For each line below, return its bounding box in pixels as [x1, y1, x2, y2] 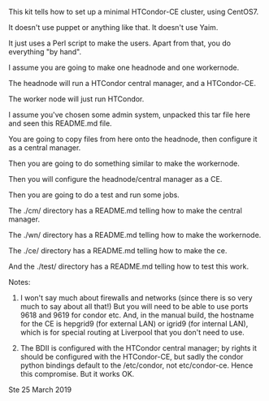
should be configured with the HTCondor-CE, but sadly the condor [20, 352, 244, 361]
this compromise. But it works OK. [20, 369, 135, 378]
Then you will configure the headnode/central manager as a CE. [8, 175, 223, 183]
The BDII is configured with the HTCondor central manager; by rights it [20, 343, 258, 352]
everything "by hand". [8, 47, 82, 56]
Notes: [8, 278, 31, 287]
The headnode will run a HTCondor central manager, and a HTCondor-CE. [8, 79, 256, 88]
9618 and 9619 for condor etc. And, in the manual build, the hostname [20, 310, 254, 320]
